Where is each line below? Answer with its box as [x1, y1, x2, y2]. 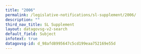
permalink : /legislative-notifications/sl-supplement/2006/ [5, 12, 137, 17]
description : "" [5, 17, 40, 22]
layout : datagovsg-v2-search [5, 27, 68, 32]
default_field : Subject [5, 31, 56, 37]
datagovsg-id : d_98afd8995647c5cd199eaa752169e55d [5, 41, 116, 46]
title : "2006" [5, 7, 36, 13]
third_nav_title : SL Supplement [5, 22, 74, 27]
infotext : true [5, 37, 38, 42]
